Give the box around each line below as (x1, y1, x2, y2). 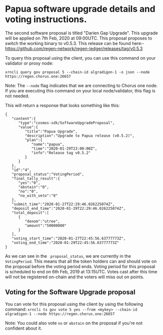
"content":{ (11, 116, 36, 121)
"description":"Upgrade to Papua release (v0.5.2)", (24, 133, 135, 138)
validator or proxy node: (5, 60, 54, 66)
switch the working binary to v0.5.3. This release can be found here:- (5, 40, 144, 46)
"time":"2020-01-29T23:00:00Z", (31, 146, 97, 151)
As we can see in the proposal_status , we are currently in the (5, 253, 131, 259)
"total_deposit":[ (11, 210, 49, 215)
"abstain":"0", (18, 184, 49, 189)
